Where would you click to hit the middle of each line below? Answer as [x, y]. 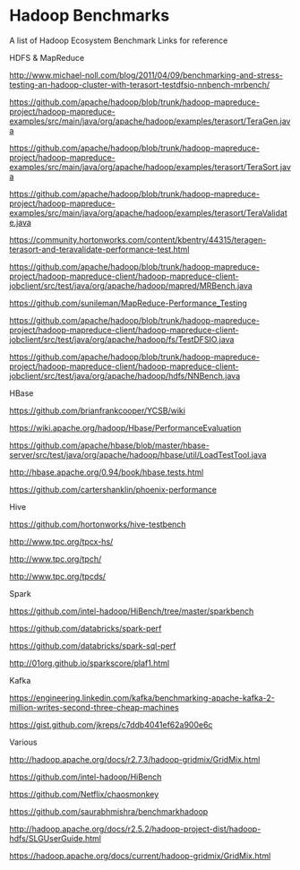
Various [23, 742]
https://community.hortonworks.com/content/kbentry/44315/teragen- [138, 239]
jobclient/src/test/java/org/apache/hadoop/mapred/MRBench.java [131, 285]
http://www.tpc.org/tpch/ [56, 559]
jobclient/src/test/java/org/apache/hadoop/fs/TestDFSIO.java [122, 339]
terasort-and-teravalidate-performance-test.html [99, 249]
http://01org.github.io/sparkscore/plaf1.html [90, 663]
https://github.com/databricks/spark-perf [86, 628]
